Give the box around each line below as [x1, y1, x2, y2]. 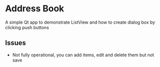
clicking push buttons [5, 24, 50, 30]
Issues [5, 39, 26, 47]
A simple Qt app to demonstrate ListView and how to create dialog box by [5, 19, 155, 25]
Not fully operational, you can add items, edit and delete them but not [12, 52, 155, 58]
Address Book [5, 3, 64, 14]
